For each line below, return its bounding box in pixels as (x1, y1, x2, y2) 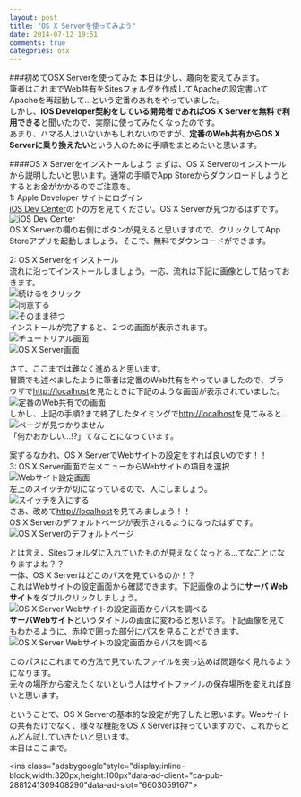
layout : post (9, 13, 58, 22)
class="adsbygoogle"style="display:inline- (27, 760, 185, 772)
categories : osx (9, 47, 70, 56)
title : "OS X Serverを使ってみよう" (9, 22, 136, 31)
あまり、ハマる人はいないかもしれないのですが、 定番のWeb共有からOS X (9, 128, 280, 139)
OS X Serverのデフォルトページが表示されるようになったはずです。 (9, 517, 258, 528)
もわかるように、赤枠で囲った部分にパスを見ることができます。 (9, 626, 245, 637)
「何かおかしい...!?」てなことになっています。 (9, 431, 179, 442)
